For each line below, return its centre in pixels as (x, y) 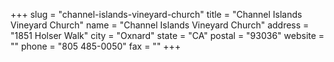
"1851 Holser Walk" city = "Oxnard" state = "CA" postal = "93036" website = (167, 35)
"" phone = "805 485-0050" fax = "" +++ (96, 46)
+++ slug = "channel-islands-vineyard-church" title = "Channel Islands (156, 14)
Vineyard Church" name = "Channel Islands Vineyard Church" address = (160, 25)
